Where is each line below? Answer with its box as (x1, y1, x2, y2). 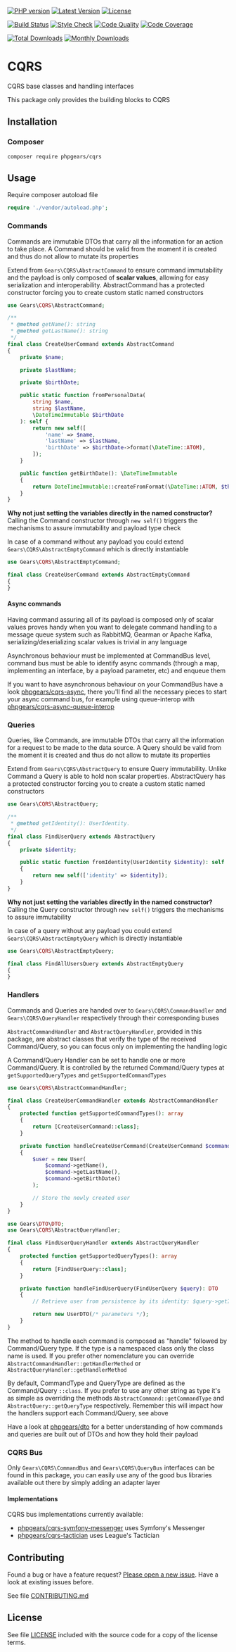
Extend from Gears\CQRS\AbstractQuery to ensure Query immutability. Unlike (7, 765, 227, 773)
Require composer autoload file (7, 191, 98, 199)
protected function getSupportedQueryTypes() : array (20, 1253, 178, 1260)
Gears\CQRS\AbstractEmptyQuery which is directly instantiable (7, 934, 183, 942)
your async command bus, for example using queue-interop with (7, 695, 195, 703)
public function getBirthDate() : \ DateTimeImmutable (20, 470, 178, 477)
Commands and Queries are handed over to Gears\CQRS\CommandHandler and (7, 1006, 227, 1014)
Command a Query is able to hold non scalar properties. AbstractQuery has (7, 772, 226, 781)
